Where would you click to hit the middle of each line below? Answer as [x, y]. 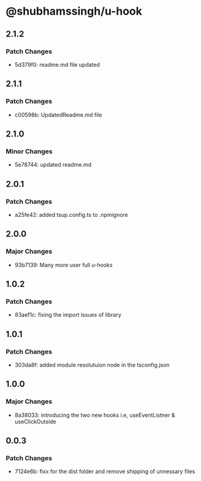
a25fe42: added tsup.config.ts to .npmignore [71, 214]
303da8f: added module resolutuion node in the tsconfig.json [92, 365]
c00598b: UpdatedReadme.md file [58, 115]
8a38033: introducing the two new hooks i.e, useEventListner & [95, 415]
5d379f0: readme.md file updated [57, 64]
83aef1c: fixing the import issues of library [68, 315]
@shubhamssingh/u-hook [74, 11]
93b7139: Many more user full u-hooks [63, 265]
